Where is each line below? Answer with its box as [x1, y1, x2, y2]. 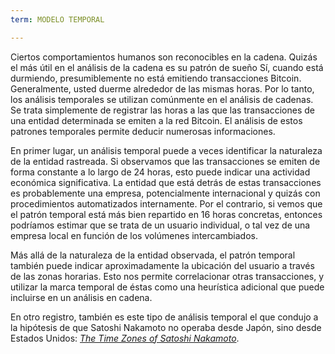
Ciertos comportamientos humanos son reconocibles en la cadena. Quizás [10, 51, 318, 63]
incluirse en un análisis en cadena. [10, 291, 153, 303]
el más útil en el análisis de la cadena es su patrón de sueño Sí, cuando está [10, 61, 324, 73]
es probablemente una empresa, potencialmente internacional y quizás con [10, 187, 321, 199]
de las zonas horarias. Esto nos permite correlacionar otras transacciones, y [10, 270, 325, 282]
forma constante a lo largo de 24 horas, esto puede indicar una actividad [10, 166, 311, 178]
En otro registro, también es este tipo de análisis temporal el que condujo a [10, 311, 319, 323]
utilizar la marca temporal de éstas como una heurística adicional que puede [10, 281, 325, 293]
